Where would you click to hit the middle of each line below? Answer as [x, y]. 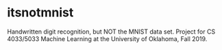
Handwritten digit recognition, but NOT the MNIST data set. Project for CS [111, 32]
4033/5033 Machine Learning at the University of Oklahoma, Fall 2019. [107, 38]
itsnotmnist [40, 13]
